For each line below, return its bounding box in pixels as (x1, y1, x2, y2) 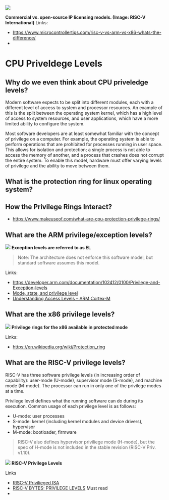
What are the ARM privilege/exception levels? (5, 231, 152, 239)
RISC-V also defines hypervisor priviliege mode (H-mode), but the (17, 439, 155, 445)
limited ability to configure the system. (5, 121, 85, 126)
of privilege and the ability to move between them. (5, 163, 110, 169)
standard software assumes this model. (17, 260, 100, 266)
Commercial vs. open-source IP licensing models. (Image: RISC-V (5, 14, 146, 20)
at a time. (5, 388, 25, 394)
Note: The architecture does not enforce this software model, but (17, 254, 153, 260)
